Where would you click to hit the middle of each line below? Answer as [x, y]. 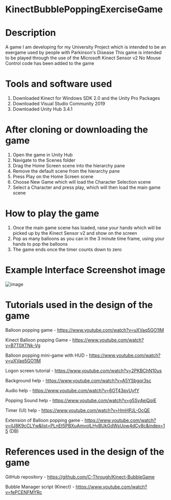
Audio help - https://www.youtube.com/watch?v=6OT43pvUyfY [72, 390]
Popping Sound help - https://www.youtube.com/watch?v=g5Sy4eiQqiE [81, 400]
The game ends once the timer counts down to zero [67, 249]
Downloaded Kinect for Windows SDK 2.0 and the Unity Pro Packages [86, 98]
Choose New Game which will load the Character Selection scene [82, 182]
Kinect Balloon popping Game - [38, 340]
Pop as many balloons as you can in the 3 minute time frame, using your [89, 238]
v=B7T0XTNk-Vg [23, 345]
